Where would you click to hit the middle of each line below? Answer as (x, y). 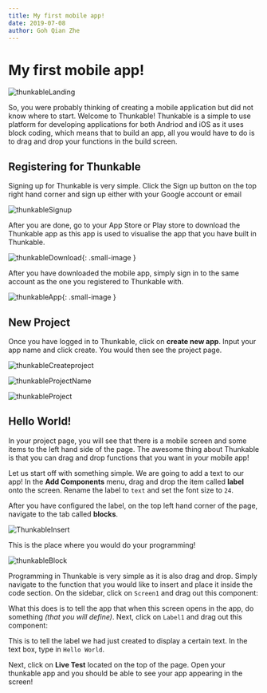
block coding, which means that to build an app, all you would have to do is (132, 133)
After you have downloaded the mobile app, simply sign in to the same (124, 273)
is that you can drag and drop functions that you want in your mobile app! (129, 457)
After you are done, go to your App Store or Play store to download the (124, 225)
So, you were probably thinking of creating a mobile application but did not (131, 108)
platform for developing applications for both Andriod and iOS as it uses (126, 125)
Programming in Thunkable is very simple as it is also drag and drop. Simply (133, 576)
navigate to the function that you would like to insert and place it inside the (131, 584)
